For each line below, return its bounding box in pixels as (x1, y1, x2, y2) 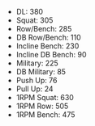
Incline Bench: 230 (15, 41, 80, 51)
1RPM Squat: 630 (15, 93, 75, 102)
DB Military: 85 (15, 67, 67, 76)
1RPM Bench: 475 (15, 110, 76, 120)
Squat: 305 (15, 15, 54, 25)
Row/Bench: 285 (15, 24, 72, 33)
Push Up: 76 (15, 76, 58, 85)
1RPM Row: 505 (15, 101, 69, 111)
